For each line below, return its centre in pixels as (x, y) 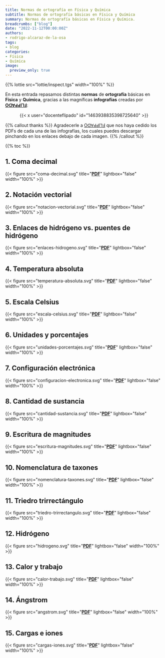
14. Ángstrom (26, 600)
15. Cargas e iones (34, 633)
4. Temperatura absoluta (44, 269)
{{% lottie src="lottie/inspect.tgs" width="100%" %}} (60, 85)
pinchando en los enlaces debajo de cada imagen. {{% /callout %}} (74, 136)
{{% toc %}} (18, 146)
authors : (14, 33)
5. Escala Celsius (32, 302)
